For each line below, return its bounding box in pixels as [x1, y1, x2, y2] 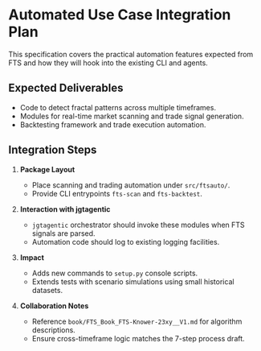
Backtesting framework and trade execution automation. [19, 119, 206, 130]
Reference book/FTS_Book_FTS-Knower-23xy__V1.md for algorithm [31, 316, 243, 326]
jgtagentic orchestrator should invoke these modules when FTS [31, 220, 245, 229]
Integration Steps [8, 143, 97, 157]
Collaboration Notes [19, 300, 89, 311]
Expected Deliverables [8, 81, 124, 95]
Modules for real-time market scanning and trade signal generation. [19, 111, 244, 121]
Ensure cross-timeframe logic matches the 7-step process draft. [31, 333, 245, 343]
